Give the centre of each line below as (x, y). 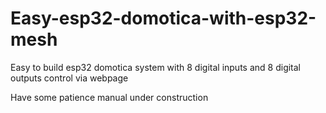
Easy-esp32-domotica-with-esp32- (163, 18)
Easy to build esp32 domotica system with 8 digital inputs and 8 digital (156, 67)
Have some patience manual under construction (109, 97)
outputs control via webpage (69, 78)
